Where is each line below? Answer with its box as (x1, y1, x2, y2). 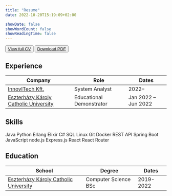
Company (26, 77, 51, 84)
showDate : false (5, 22, 40, 27)
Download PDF (37, 46, 67, 52)
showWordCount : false (5, 26, 52, 31)
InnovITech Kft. (8, 85, 45, 93)
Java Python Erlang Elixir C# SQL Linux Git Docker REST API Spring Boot (5, 131, 159, 137)
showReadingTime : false (5, 31, 56, 37)
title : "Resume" (5, 7, 40, 13)
